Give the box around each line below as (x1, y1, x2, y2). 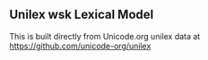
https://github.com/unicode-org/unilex (9, 40, 152, 51)
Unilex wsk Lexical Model (9, 7, 154, 22)
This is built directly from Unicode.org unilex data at (9, 30, 201, 41)
